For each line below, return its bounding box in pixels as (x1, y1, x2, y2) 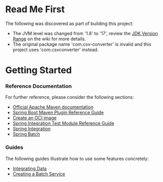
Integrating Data (12, 165, 47, 171)
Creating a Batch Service (12, 171, 65, 177)
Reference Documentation (5, 83, 72, 90)
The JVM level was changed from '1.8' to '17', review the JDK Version (12, 30, 158, 36)
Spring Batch (12, 131, 40, 137)
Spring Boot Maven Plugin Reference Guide (12, 110, 104, 116)
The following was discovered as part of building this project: (5, 20, 134, 27)
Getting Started (5, 65, 72, 76)
